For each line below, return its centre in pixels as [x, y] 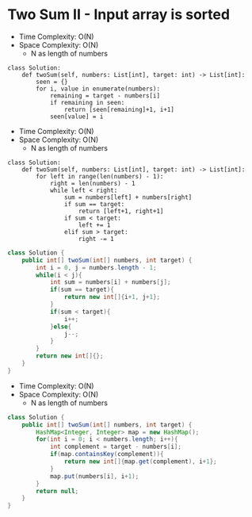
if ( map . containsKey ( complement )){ [107, 454]
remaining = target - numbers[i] [105, 96]
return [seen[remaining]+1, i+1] [119, 109]
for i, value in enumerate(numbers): [98, 89]
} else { [61, 327]
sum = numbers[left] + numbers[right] [128, 197]
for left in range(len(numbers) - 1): [100, 176]
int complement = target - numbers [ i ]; [115, 447]
